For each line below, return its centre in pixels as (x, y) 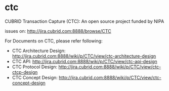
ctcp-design (25, 72)
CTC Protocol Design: (35, 67)
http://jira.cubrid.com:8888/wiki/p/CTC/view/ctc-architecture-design (84, 56)
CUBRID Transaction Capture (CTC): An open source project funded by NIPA (85, 21)
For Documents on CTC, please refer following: (54, 41)
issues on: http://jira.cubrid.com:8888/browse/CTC (58, 31)
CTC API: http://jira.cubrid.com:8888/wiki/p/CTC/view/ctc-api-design (85, 61)
